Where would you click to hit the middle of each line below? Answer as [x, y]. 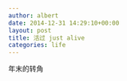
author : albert [34, 15]
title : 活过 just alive [47, 38]
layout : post [30, 30]
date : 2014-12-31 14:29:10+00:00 [64, 23]
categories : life [37, 45]
